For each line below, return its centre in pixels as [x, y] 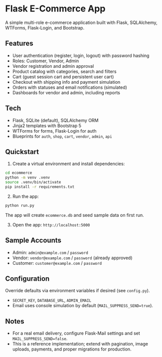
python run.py [20, 205]
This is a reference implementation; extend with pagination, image [80, 344]
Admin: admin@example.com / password [50, 252]
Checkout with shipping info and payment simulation [66, 82]
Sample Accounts [33, 241]
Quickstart [22, 152]
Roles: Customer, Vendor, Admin [46, 61]
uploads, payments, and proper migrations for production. [72, 349]
